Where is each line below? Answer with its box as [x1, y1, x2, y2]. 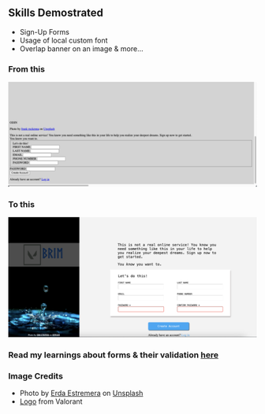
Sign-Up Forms [19, 27, 69, 36]
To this [8, 198, 35, 209]
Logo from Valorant [19, 397, 83, 406]
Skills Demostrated [8, 6, 104, 20]
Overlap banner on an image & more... [19, 43, 144, 54]
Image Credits [8, 371, 63, 381]
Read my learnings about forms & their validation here [8, 349, 219, 360]
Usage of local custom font [19, 35, 108, 45]
